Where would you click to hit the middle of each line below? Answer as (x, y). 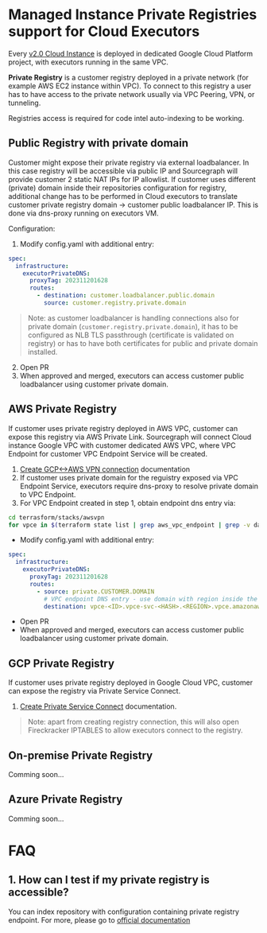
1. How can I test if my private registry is (109, 880)
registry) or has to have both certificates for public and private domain (143, 343)
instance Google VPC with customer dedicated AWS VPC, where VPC (122, 445)
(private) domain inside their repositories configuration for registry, (118, 188)
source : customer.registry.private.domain (115, 303)
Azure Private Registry (66, 800)
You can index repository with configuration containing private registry (124, 912)
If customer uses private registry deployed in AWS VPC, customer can (123, 428)
